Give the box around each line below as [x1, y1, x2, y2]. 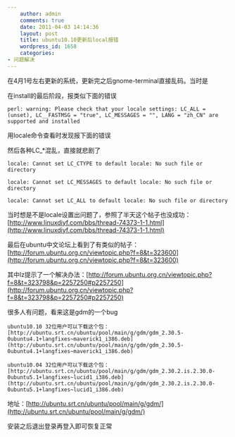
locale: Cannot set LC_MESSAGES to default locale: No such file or [7, 178, 212, 185]
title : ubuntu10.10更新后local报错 [20, 37, 119, 44]
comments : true [20, 17, 65, 24]
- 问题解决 [7, 56, 35, 63]
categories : [20, 50, 55, 57]
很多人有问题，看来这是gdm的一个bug [7, 307, 118, 316]
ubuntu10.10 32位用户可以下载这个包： [7, 323, 110, 330]
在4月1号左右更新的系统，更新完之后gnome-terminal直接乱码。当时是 [7, 76, 209, 85]
